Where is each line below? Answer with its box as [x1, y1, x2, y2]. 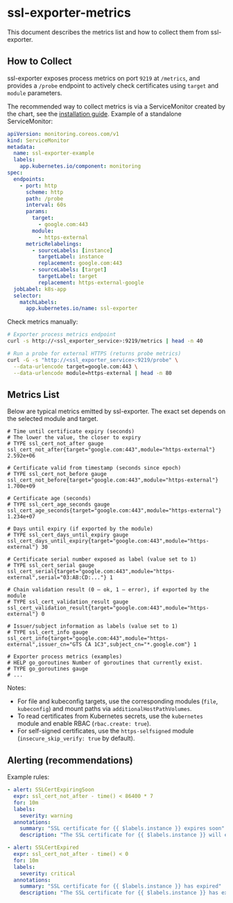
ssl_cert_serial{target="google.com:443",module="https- [7, 568, 175, 575]
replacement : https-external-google [37, 279, 144, 286]
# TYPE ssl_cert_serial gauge [7, 562, 95, 569]
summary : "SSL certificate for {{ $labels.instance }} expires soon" [19, 825, 225, 832]
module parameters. [7, 88, 62, 97]
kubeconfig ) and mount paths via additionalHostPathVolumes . [17, 705, 192, 713]
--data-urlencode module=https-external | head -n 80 [13, 369, 172, 376]
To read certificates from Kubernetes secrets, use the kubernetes [17, 712, 203, 721]
